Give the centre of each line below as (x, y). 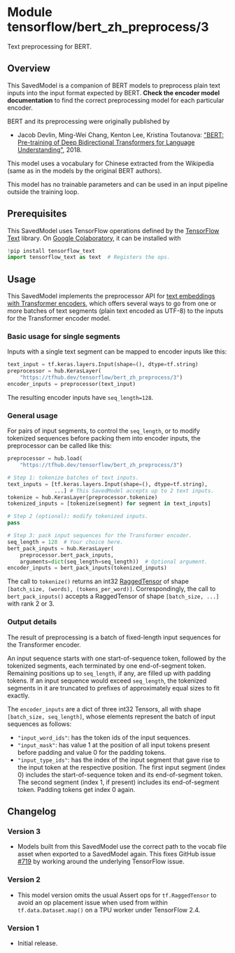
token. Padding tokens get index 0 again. (76, 789)
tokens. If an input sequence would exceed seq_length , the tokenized (107, 681)
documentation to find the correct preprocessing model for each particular (116, 100)
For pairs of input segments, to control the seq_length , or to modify (104, 431)
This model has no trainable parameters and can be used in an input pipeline (117, 184)
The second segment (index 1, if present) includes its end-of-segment (118, 782)
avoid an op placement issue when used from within (92, 902)
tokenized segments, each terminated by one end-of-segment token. (107, 665)
